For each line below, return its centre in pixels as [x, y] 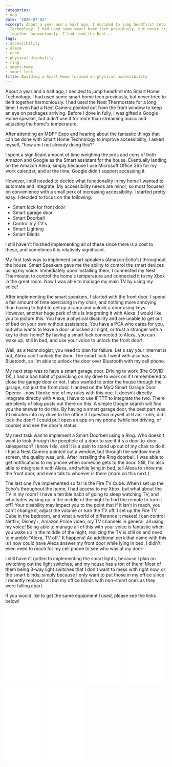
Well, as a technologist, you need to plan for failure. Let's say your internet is [86, 350]
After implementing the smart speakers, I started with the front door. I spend [85, 296]
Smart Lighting [28, 229]
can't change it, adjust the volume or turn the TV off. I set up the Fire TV [81, 510]
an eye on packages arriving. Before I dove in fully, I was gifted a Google [82, 113]
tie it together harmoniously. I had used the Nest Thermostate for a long [81, 102]
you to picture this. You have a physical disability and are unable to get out [84, 318]
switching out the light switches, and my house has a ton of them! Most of [83, 564]
